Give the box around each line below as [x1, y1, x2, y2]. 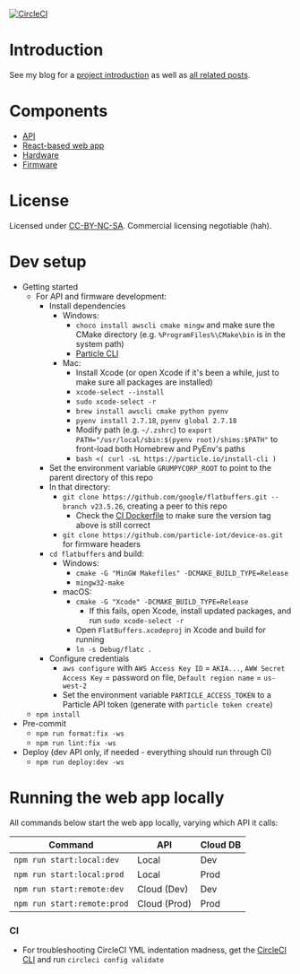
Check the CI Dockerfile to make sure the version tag [75, 509, 271, 520]
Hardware [21, 149, 60, 161]
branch [62, 502, 88, 511]
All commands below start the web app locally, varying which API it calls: [9, 817, 279, 828]
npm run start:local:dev [13, 855, 120, 865]
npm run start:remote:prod [13, 898, 129, 909]
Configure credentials [48, 653, 130, 664]
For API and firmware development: [35, 291, 167, 301]
